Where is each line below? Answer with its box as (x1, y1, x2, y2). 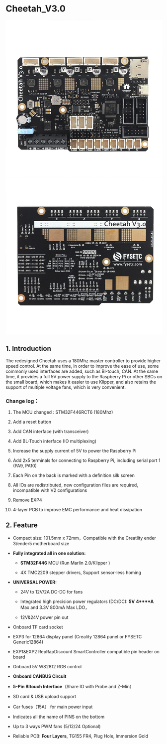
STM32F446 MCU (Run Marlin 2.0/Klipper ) (20, 560, 110, 566)
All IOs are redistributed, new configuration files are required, (12, 482, 138, 488)
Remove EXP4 (12, 497, 42, 503)
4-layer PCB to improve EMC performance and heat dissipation (12, 507, 142, 513)
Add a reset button (12, 419, 52, 425)
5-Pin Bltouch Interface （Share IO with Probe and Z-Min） (12, 683, 134, 689)
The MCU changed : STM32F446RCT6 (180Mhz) (12, 409, 113, 415)
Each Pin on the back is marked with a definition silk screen (12, 472, 135, 478)
